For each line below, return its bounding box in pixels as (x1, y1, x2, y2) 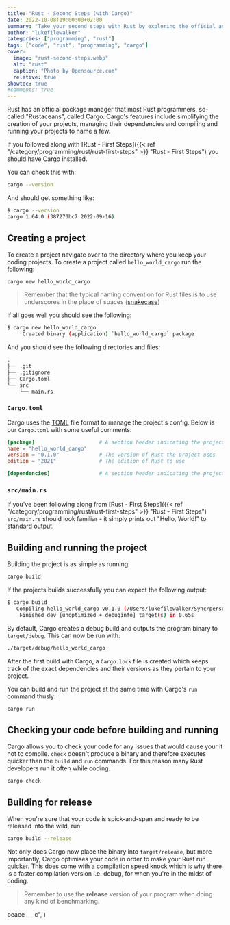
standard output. (7, 522, 54, 531)
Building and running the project (7, 542, 148, 553)
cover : (7, 49, 26, 55)
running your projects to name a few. (7, 127, 111, 136)
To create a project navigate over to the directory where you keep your (7, 251, 207, 259)
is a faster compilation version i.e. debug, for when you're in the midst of (7, 869, 212, 877)
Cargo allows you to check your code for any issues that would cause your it (7, 742, 223, 750)
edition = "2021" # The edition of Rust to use (7, 458, 186, 465)
